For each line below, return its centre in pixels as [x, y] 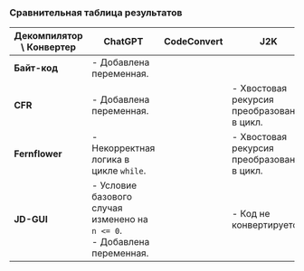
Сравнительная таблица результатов [96, 13]
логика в [111, 160]
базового [112, 197]
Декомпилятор [48, 36]
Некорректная [123, 148]
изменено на [120, 220]
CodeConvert [194, 42]
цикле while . [119, 171]
